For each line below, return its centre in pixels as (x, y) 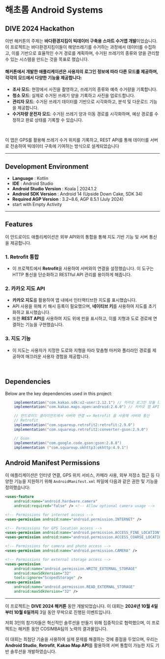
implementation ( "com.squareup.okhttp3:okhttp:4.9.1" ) (71, 448)
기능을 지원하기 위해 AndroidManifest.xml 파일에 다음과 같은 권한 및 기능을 (86, 481)
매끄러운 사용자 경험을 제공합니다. (57, 356)
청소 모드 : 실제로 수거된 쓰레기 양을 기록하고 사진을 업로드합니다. (74, 96)
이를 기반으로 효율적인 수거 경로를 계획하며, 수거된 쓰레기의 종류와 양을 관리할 (85, 53)
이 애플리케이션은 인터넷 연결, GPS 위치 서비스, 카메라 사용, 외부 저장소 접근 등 (80, 475)
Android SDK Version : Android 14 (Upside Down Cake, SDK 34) (77, 194)
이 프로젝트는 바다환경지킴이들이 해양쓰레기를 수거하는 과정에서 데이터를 (74, 47)
